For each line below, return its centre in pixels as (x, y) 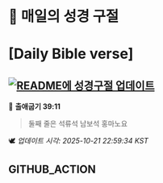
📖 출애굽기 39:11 (34, 106)
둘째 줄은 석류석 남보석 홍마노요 (77, 124)
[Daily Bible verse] (71, 54)
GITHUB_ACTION (52, 169)
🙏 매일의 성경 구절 (64, 17)
